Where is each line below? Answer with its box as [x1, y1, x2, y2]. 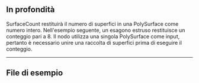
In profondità [6, 5, 55, 15]
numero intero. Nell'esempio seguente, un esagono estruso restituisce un [6, 26, 185, 34]
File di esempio [6, 68, 63, 78]
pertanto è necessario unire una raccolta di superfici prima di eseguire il [6, 39, 182, 46]
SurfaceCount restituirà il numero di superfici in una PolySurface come [6, 20, 179, 27]
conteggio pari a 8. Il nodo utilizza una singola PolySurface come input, [6, 32, 180, 40]
